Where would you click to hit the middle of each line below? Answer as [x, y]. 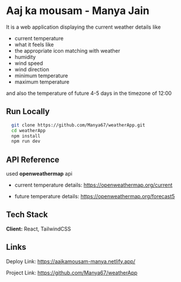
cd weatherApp [28, 130]
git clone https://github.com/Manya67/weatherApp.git [78, 125]
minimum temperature [41, 75]
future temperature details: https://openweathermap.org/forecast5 [95, 197]
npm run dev [26, 142]
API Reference [33, 159]
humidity [25, 57]
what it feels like [34, 44]
